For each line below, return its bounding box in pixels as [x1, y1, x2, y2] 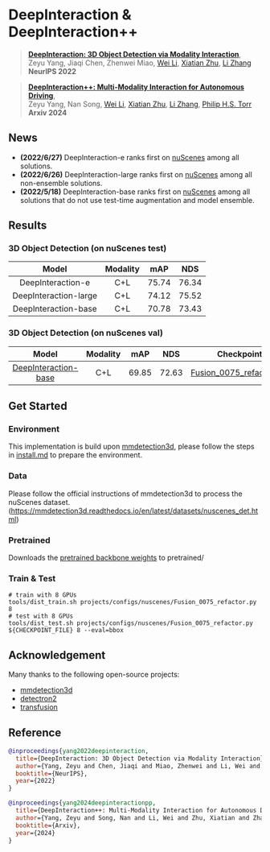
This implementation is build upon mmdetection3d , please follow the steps [8, 441, 255, 452]
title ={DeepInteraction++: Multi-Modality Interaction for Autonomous [15, 807, 257, 815]
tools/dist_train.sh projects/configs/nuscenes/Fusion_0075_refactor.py [8, 598, 257, 606]
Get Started [8, 399, 67, 413]
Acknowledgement [8, 648, 106, 662]
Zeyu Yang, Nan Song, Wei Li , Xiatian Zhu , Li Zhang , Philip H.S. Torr [27, 99, 252, 109]
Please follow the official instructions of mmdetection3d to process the [8, 489, 243, 498]
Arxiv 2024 [27, 107, 67, 118]
